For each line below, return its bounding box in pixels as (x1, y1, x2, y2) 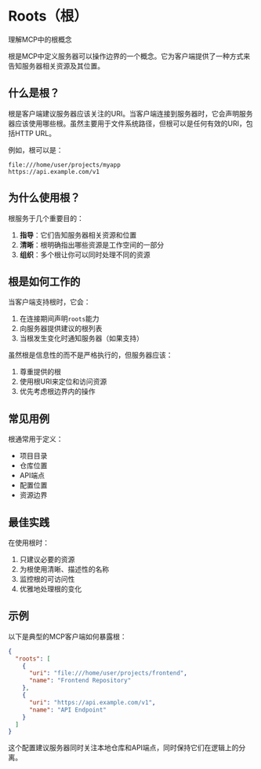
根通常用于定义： (8, 434, 63, 444)
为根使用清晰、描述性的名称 (19, 565, 110, 574)
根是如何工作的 (8, 274, 81, 288)
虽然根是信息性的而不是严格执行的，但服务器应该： (8, 351, 173, 360)
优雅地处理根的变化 (19, 584, 82, 594)
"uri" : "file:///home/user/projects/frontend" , (28, 669, 188, 677)
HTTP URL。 (14, 128, 56, 138)
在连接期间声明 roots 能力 (19, 314, 100, 323)
